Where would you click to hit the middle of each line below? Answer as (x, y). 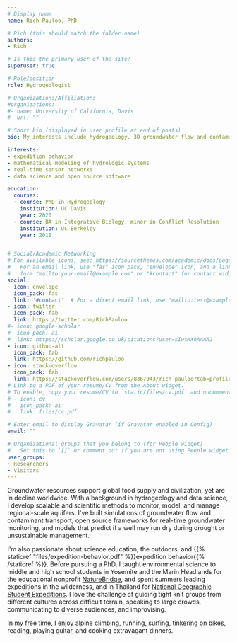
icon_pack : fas (36, 293)
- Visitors (23, 470)
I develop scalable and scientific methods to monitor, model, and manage (114, 505)
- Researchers (28, 464)
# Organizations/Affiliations (52, 98)
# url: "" (23, 117)
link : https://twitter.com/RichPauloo (71, 320)
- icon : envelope (33, 287)
